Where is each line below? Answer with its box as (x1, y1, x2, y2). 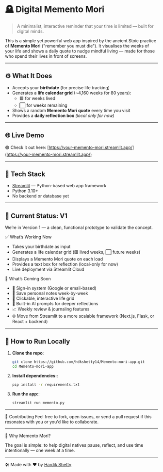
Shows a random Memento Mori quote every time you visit (12, 107, 130, 113)
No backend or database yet (12, 193, 69, 199)
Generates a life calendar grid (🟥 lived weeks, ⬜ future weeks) (12, 249, 141, 255)
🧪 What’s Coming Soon (5, 276, 51, 282)
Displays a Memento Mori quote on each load (12, 256, 103, 262)
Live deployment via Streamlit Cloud (12, 266, 84, 272)
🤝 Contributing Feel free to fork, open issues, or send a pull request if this (5, 413, 152, 420)
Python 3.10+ (12, 188, 39, 194)
